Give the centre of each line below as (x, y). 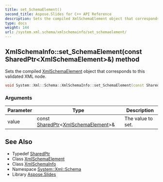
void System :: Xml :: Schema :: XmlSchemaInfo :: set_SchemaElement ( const (75, 85)
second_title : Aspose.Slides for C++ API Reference (58, 14)
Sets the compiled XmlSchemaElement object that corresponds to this (75, 71)
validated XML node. (26, 76)
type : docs (16, 23)
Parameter (20, 110)
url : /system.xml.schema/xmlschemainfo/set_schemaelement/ (66, 32)
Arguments (19, 98)
